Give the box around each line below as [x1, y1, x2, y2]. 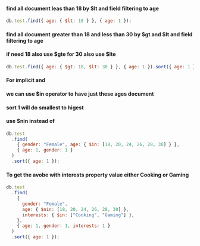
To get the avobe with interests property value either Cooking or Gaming [6, 171, 189, 178]
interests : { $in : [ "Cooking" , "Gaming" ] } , [21, 212, 135, 218]
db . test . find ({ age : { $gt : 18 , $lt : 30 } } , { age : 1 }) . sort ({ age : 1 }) [6, 64, 198, 70]
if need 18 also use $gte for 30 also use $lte [6, 51, 116, 58]
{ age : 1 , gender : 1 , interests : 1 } [17, 223, 111, 229]
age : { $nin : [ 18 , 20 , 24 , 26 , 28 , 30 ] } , [21, 206, 129, 212]
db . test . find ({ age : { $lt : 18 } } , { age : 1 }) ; [6, 18, 132, 24]
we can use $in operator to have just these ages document [6, 90, 154, 97]
